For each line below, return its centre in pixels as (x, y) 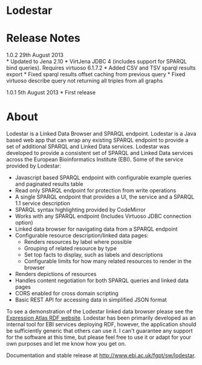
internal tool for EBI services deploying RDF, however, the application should (101, 324)
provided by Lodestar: (34, 166)
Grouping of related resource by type (70, 248)
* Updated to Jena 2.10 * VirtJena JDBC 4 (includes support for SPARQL (97, 62)
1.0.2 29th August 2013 (35, 55)
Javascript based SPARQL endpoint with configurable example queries (103, 178)
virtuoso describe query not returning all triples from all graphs (85, 81)
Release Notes (43, 38)
